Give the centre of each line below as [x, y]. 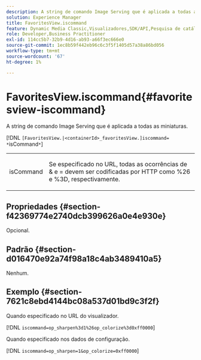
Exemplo [23, 292]
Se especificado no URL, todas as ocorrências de [118, 164]
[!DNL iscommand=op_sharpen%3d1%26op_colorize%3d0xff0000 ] [81, 327]
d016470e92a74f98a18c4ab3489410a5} [84, 259]
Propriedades [32, 207]
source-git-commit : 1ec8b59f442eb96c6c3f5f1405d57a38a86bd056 [85, 46]
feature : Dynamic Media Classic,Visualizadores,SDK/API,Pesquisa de [93, 28]
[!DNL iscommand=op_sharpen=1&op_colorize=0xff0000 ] [73, 350]
